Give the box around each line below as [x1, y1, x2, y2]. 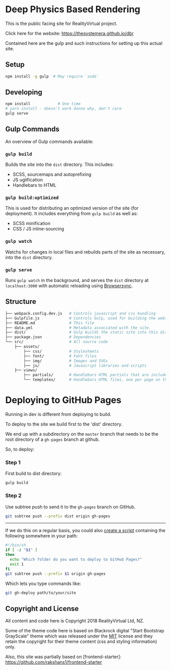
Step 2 [5, 492, 22, 499]
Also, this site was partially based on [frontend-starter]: [5, 654, 122, 660]
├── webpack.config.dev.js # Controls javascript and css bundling [5, 311, 156, 316]
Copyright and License [5, 604, 79, 613]
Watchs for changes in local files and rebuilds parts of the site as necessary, [5, 248, 165, 255]
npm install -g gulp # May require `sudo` [5, 74, 99, 79]
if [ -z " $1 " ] [5, 547, 38, 553]
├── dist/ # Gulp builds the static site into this [5, 330, 158, 335]
